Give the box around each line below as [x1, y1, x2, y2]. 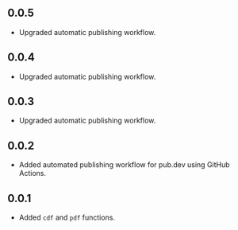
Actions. [18, 169, 47, 178]
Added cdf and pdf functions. [18, 212, 116, 222]
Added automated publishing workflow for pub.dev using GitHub [18, 160, 231, 170]
